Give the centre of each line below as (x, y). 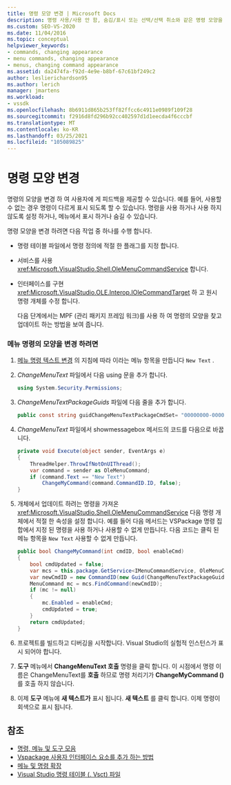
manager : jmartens (33, 91)
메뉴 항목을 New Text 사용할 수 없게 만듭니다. (77, 538)
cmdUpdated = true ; (70, 609)
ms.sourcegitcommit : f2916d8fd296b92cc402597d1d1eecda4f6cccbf (100, 116)
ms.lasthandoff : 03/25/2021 (48, 136)
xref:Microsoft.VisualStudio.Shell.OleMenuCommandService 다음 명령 (115, 512)
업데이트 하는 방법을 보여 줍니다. (60, 324)
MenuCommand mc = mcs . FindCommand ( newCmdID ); (97, 584)
